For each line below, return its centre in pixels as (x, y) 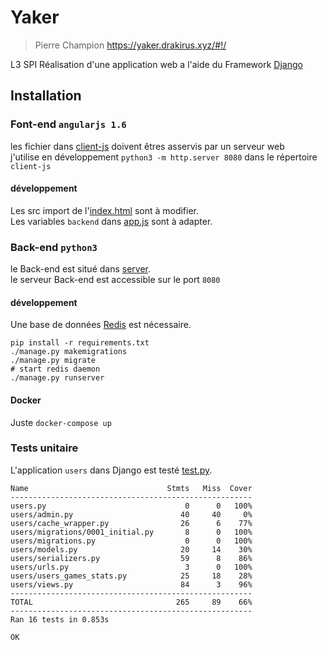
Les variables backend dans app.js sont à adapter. (111, 221)
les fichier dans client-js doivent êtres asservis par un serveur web (147, 146)
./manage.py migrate (53, 361)
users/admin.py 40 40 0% (131, 514)
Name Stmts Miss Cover (131, 488)
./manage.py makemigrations (69, 352)
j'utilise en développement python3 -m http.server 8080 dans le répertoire (164, 157)
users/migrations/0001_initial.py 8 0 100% (131, 532)
